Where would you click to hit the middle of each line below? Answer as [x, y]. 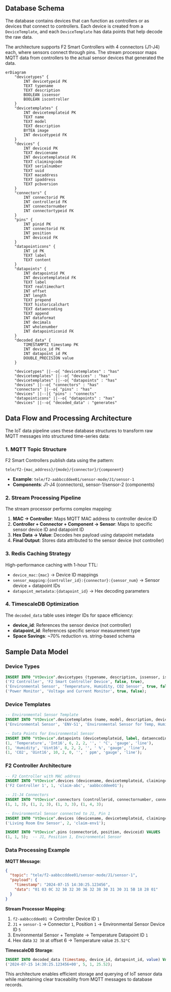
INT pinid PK [37, 224]
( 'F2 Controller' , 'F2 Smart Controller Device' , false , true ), [75, 682]
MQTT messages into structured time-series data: [58, 436]
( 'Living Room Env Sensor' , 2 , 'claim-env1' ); [55, 823]
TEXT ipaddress [40, 180]
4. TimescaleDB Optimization [42, 604]
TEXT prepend [37, 300]
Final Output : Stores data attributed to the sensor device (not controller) [88, 541]
